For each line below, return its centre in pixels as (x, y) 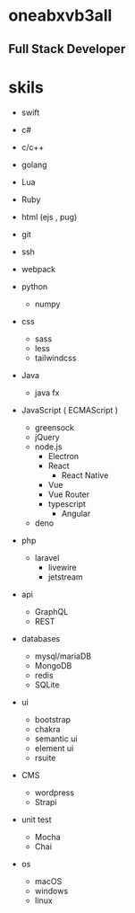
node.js (48, 447)
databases (41, 638)
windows (51, 891)
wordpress (55, 793)
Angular (76, 513)
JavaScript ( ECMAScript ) (69, 410)
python (34, 286)
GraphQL (51, 611)
